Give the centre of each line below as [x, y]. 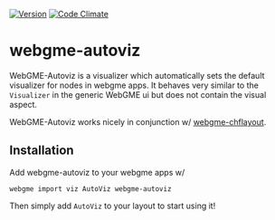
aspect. [24, 104]
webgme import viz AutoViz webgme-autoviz [90, 189]
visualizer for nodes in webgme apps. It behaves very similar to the [134, 85]
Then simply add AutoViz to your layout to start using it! [113, 206]
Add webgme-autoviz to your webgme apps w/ [97, 172]
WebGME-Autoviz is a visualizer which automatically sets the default [137, 75]
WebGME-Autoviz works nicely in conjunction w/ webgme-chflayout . [138, 121]
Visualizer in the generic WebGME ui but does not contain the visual [138, 94]
